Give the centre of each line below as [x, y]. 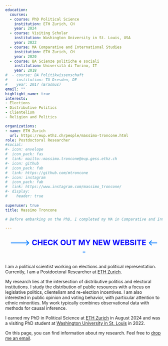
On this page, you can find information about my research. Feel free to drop [83, 333]
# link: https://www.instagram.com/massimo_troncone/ [63, 187]
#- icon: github [22, 163]
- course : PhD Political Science [44, 19]
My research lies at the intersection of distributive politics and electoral [78, 282]
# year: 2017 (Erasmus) [33, 84]
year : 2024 [25, 29]
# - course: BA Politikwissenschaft [44, 75]
